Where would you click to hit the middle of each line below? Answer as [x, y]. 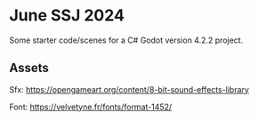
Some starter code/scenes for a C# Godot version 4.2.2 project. [126, 40]
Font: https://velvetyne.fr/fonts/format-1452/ [91, 107]
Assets [29, 68]
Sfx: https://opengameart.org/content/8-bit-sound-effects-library [129, 89]
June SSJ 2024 [67, 16]
